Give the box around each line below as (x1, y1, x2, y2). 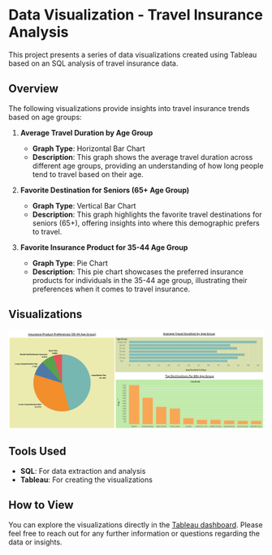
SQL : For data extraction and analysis (19, 466, 146, 475)
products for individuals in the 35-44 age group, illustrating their (32, 275, 248, 285)
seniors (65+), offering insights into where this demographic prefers (32, 217, 260, 228)
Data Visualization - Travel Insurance (8, 6, 264, 24)
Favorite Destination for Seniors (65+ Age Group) (19, 185, 190, 195)
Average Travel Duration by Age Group (19, 127, 153, 137)
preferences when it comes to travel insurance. (32, 284, 191, 294)
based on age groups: (8, 112, 83, 122)
